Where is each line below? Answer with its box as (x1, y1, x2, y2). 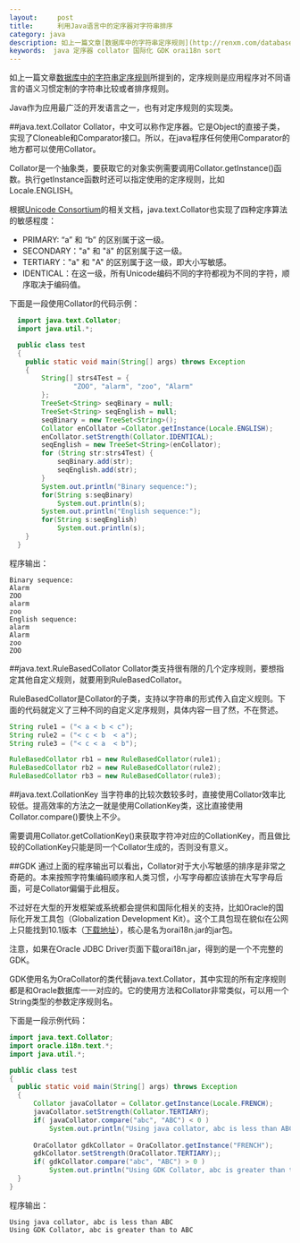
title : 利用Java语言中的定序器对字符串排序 (9, 21, 173, 30)
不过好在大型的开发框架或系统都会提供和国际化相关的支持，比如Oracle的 (9, 902, 277, 913)
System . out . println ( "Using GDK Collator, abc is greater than (48, 1166, 286, 1175)
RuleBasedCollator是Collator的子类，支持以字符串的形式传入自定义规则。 (9, 693, 279, 704)
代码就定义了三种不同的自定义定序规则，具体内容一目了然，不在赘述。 (24, 704, 283, 715)
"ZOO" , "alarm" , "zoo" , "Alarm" (72, 382, 194, 391)
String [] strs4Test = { (41, 373, 129, 383)
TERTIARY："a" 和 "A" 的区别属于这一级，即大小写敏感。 (21, 257, 232, 268)
